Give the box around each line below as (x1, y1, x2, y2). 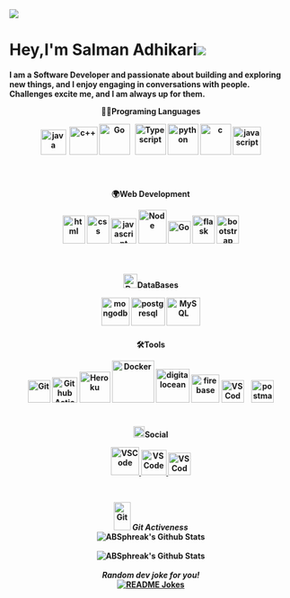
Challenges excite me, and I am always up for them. (9, 88, 206, 99)
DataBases (137, 279, 179, 290)
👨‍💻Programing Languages (101, 105, 201, 116)
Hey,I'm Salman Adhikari (9, 40, 198, 60)
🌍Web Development (111, 188, 190, 199)
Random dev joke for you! (101, 569, 200, 580)
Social (145, 429, 169, 440)
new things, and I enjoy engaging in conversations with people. (9, 78, 250, 89)
